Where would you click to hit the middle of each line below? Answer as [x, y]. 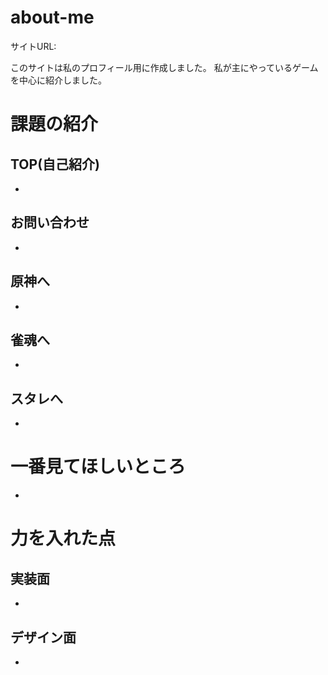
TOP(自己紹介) [55, 164]
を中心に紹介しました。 [58, 80]
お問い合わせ [50, 222]
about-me [52, 17]
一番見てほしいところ [98, 467]
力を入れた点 [63, 538]
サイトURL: [33, 46]
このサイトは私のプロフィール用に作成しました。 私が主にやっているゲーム [164, 67]
